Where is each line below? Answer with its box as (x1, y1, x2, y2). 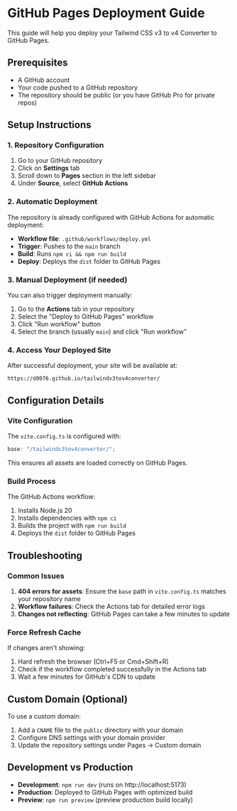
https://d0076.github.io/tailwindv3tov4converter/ (7, 375, 160, 382)
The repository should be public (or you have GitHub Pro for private (17, 90, 215, 99)
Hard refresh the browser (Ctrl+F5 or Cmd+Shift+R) (17, 657, 169, 666)
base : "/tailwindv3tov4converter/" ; (7, 446, 116, 453)
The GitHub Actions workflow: (7, 492, 96, 501)
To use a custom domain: (7, 711, 82, 720)
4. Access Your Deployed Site (7, 345, 111, 355)
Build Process (7, 476, 56, 486)
